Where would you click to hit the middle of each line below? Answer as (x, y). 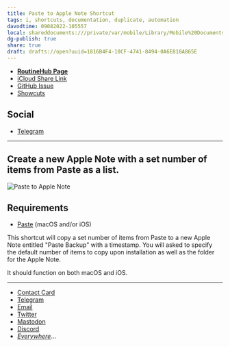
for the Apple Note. (34, 260)
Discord (28, 329)
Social (21, 115)
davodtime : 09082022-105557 (47, 26)
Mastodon (31, 322)
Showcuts (31, 93)
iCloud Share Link (42, 78)
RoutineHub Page (42, 71)
